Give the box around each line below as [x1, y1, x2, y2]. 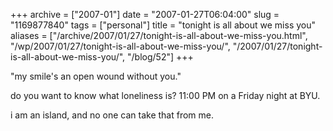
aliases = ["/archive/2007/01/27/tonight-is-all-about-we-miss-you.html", [10, 30, 308, 41]
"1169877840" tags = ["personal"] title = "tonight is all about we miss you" [10, 19, 317, 31]
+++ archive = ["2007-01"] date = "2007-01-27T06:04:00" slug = [10, 9, 280, 20]
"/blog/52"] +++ [127, 51, 194, 63]
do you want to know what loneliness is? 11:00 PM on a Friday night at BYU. [10, 90, 321, 101]
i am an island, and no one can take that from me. [10, 109, 215, 121]
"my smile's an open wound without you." [10, 70, 182, 82]
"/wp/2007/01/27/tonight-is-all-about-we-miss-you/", [10, 40, 231, 52]
